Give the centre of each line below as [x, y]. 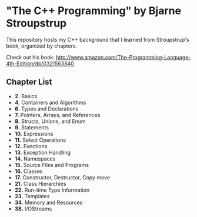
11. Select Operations [40, 140]
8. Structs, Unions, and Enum [50, 121]
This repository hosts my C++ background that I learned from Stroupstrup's [98, 39]
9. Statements [31, 127]
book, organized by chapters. [42, 46]
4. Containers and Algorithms [50, 102]
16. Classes [29, 171]
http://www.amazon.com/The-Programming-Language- [123, 57]
